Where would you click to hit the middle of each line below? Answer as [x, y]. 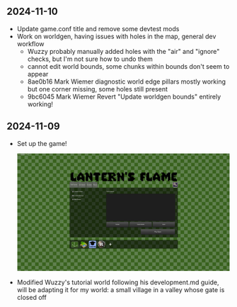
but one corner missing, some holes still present [97, 89]
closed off [31, 297]
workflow [30, 44]
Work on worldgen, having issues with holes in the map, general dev [116, 36]
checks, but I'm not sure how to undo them [90, 59]
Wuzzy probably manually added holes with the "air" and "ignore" [123, 51]
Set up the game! [42, 143]
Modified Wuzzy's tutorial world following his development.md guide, [118, 282]
